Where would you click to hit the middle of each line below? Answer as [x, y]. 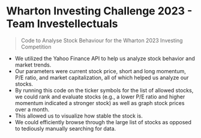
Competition [36, 47]
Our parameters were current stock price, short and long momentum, [100, 71]
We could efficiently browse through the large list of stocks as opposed [103, 122]
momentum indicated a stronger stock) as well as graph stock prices [100, 103]
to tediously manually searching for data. [65, 128]
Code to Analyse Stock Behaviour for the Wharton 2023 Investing [102, 40]
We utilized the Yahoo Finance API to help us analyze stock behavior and [105, 58]
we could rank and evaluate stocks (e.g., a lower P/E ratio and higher [100, 97]
